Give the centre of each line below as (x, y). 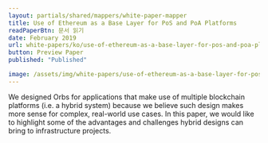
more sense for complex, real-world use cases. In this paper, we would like (131, 114)
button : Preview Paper (46, 52)
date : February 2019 (43, 38)
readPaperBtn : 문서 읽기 (46, 30)
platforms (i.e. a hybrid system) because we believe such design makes (126, 105)
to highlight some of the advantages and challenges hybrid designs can (126, 122)
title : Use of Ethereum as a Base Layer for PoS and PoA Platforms (123, 23)
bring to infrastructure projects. (60, 130)
